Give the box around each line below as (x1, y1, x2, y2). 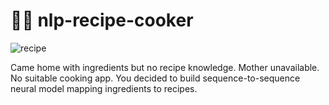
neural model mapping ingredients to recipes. (10, 82, 198, 94)
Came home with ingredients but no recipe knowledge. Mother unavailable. (10, 61, 320, 73)
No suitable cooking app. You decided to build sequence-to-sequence (10, 72, 301, 84)
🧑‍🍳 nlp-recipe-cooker (10, 9, 194, 32)
